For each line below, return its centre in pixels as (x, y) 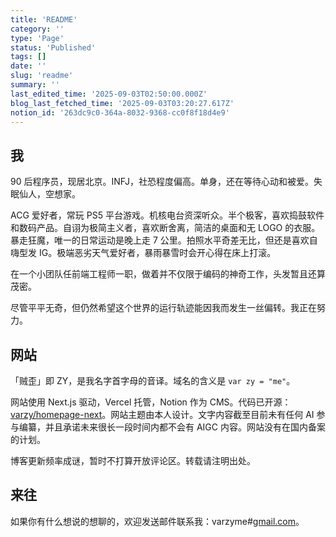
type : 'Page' (37, 38)
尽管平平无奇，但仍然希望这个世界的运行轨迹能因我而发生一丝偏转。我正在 (163, 308)
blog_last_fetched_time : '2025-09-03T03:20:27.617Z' (122, 103)
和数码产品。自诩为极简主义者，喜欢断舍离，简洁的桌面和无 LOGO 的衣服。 (165, 228)
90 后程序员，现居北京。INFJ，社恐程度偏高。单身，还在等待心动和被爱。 (162, 182)
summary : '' (35, 85)
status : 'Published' (53, 47)
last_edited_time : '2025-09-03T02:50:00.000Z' (109, 94)
